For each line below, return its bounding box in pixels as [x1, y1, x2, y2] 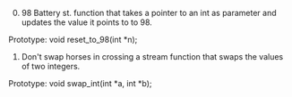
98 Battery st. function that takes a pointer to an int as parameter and [21, 8, 277, 18]
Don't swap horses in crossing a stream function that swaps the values [21, 52, 284, 61]
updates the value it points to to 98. [21, 17, 153, 28]
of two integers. [21, 61, 81, 71]
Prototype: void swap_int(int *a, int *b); [8, 78, 152, 88]
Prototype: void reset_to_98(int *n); [8, 35, 138, 44]
